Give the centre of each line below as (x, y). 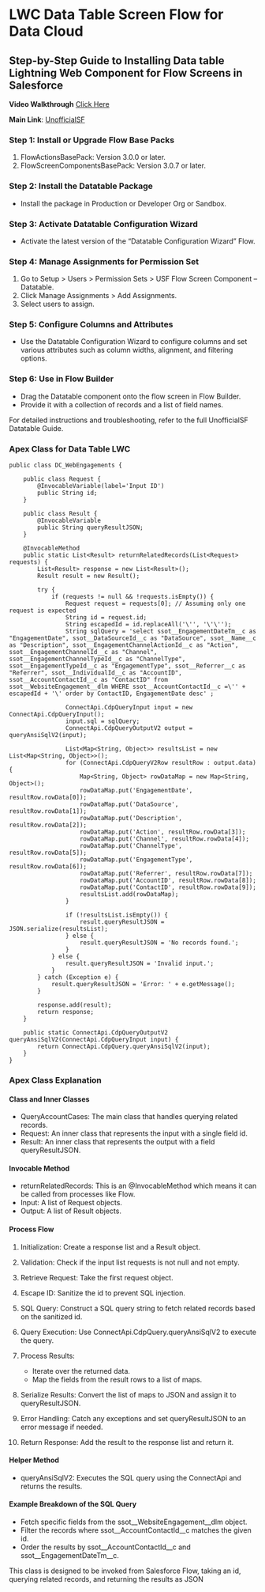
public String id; (67, 493)
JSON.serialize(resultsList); (59, 929)
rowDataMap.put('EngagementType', (136, 860)
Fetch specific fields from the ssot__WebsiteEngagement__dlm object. (134, 1522)
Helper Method (34, 1460)
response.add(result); (75, 1005)
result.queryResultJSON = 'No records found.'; (159, 943)
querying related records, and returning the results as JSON (106, 1579)
